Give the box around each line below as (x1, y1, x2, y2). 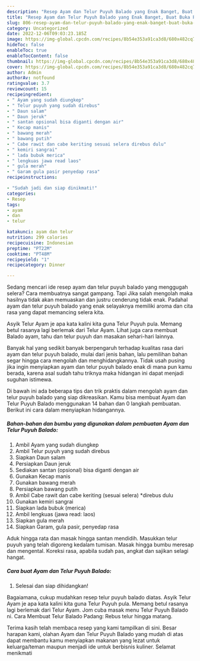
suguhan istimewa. (7, 376, 53, 383)
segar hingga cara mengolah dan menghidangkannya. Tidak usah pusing (7, 357, 185, 364)
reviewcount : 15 (7, 86, 47, 92)
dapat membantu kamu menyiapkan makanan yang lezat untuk (7, 637, 160, 644)
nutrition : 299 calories (7, 235, 68, 241)
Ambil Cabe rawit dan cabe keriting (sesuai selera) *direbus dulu (15, 492, 174, 499)
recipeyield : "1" (7, 257, 50, 262)
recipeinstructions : (7, 175, 58, 181)
